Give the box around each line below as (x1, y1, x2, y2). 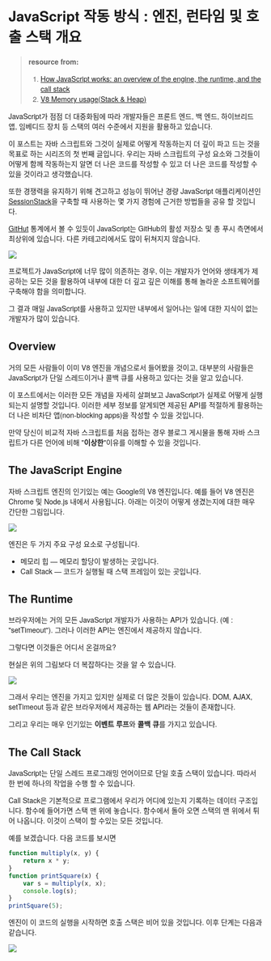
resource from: (28, 56, 79, 67)
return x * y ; (23, 857, 70, 866)
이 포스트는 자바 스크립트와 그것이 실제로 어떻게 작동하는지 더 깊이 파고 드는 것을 (8, 138, 260, 149)
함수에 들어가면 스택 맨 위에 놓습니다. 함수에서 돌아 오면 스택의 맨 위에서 (25, 805, 252, 816)
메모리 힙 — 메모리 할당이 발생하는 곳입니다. (19, 555, 159, 566)
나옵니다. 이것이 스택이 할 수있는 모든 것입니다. (16, 815, 163, 826)
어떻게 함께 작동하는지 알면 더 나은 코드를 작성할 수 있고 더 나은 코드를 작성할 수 (8, 158, 258, 169)
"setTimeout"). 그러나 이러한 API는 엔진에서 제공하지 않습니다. (8, 624, 202, 636)
